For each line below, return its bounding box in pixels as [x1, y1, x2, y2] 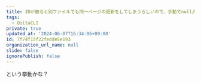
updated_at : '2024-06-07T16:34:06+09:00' [6, 31, 111, 37]
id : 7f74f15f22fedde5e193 [6, 36, 71, 42]
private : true [6, 25, 42, 32]
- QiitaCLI [11, 20, 39, 26]
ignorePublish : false [6, 53, 60, 59]
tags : [6, 14, 20, 20]
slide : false [6, 48, 39, 54]
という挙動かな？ [6, 70, 48, 78]
